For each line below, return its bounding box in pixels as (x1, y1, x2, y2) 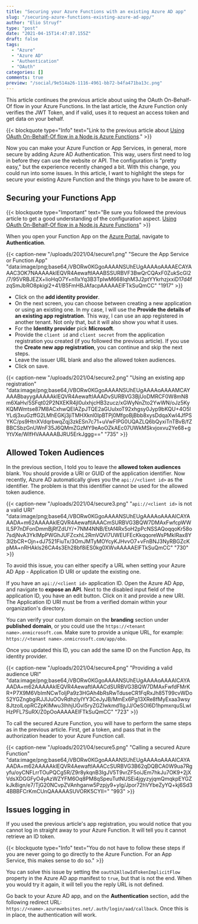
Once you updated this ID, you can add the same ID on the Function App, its (6, 646, 191, 654)
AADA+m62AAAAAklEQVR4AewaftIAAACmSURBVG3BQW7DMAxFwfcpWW (6, 519, 191, 526)
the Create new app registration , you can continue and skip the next (14, 344, 183, 351)
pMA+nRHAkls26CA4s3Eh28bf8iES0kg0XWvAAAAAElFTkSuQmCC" (6, 544, 173, 551)
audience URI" (6, 670, 41, 677)
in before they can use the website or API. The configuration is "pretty (6, 157, 177, 164)
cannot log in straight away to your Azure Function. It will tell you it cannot (6, 826, 187, 834)
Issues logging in (6, 805, 70, 815)
